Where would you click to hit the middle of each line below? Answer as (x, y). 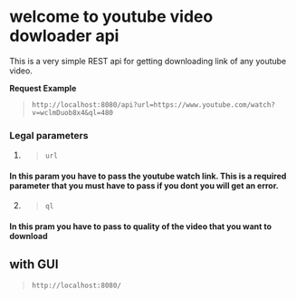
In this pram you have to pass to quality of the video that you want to (141, 227)
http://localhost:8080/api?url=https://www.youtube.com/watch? (153, 105)
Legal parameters (49, 135)
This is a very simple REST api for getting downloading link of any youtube (148, 61)
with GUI (34, 265)
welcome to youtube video (111, 17)
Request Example (43, 88)
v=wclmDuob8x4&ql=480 (72, 112)
